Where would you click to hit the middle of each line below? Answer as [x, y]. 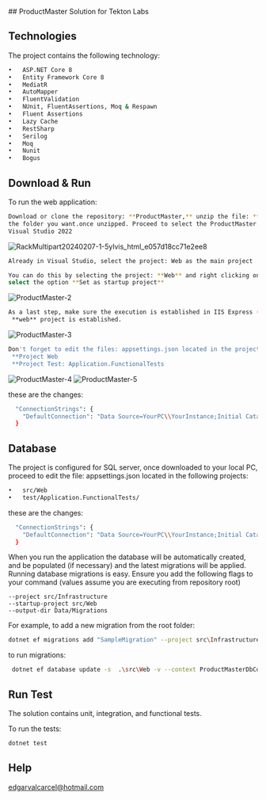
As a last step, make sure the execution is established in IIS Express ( [134, 312]
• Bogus [25, 158]
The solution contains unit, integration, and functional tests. [105, 713]
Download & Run [49, 183]
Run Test [30, 694]
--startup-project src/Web [53, 604]
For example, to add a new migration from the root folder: [102, 626]
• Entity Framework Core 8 [56, 77]
